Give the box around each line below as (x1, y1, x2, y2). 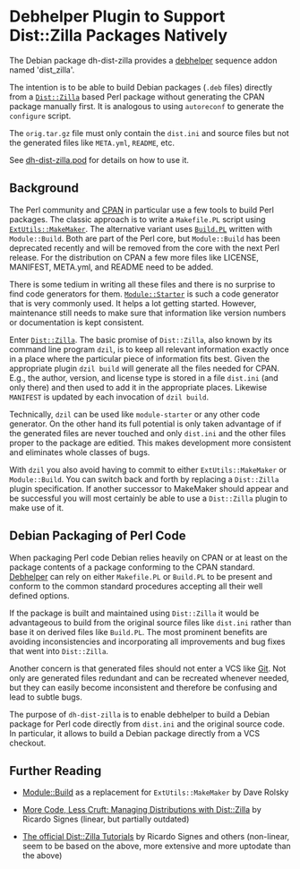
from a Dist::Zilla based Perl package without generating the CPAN (9, 91, 265, 102)
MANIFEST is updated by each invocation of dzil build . (9, 391, 209, 402)
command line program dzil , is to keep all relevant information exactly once (9, 343, 289, 355)
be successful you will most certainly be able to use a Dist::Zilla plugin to (9, 493, 288, 503)
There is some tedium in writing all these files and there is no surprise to (9, 279, 276, 289)
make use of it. (9, 502, 64, 512)
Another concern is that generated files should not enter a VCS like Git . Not (9, 663, 287, 674)
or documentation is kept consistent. (9, 316, 145, 328)
